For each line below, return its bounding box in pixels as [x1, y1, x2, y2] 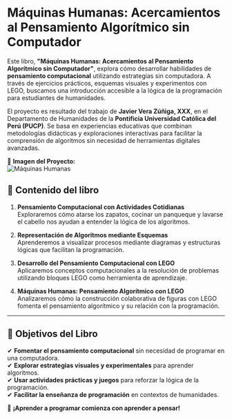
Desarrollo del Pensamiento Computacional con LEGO [17, 259, 175, 267]
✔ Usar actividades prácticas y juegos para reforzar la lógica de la [7, 376, 199, 384]
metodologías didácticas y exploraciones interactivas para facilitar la [7, 129, 202, 137]
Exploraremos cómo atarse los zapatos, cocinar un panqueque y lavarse [17, 210, 223, 218]
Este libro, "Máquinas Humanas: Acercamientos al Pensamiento [7, 57, 194, 65]
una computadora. [7, 353, 60, 362]
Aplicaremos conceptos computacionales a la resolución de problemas [17, 266, 220, 274]
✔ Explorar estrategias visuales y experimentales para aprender [7, 361, 194, 369]
